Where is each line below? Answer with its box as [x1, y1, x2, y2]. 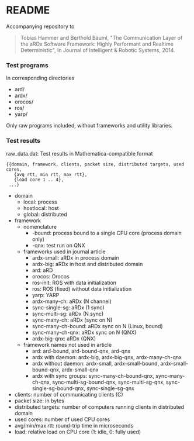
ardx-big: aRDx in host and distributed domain [32, 260, 143, 267]
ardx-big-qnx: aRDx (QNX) [32, 335, 96, 342]
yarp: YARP [32, 291, 60, 298]
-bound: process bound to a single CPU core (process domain [32, 229, 182, 236]
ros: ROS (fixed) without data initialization [32, 285, 132, 292]
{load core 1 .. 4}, [13, 177, 64, 182]
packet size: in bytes [14, 397, 64, 404]
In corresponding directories [6, 74, 75, 82]
